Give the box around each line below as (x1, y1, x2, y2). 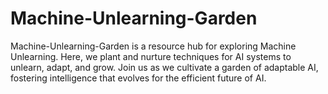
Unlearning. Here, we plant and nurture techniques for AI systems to (10, 50, 292, 62)
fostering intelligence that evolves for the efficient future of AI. (10, 72, 267, 84)
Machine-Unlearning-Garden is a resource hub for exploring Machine (10, 40, 297, 52)
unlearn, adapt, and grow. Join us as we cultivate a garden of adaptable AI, (10, 61, 319, 73)
